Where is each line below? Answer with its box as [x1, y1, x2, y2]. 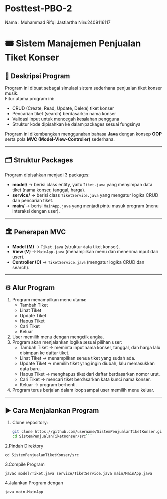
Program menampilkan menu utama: [12, 297, 87, 303]
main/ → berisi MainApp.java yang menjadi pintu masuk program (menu [12, 203, 159, 209]
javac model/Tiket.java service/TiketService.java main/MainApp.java [5, 471, 153, 476]
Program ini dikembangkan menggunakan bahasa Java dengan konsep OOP [5, 131, 162, 137]
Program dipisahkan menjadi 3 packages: [5, 172, 90, 178]
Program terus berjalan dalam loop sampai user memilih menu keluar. [12, 387, 155, 393]
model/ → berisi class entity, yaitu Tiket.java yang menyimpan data [12, 181, 153, 187]
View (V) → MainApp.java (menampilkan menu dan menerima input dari [12, 249, 159, 254]
